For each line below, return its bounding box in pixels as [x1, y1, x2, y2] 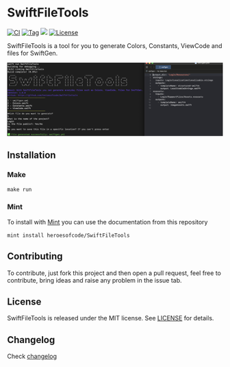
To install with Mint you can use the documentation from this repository [7, 217, 208, 226]
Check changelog [7, 352, 57, 361]
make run [7, 187, 32, 193]
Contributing [7, 250, 63, 262]
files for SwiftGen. [7, 49, 58, 57]
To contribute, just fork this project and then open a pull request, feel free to [7, 269, 221, 277]
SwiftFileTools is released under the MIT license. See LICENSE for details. [7, 314, 214, 322]
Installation [7, 150, 56, 161]
